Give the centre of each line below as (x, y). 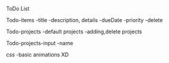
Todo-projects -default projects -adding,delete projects (74, 31)
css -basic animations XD (37, 55)
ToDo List (18, 9)
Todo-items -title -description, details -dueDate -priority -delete (84, 20)
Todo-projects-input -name (40, 43)
